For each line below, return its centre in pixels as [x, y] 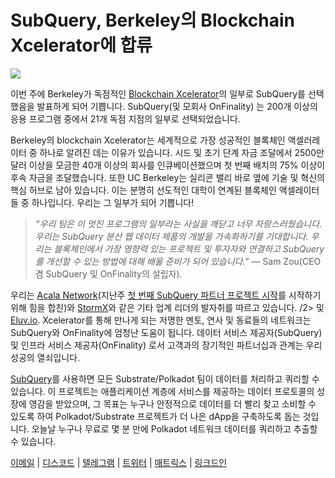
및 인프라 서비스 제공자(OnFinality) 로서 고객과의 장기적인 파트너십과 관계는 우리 [166, 345]
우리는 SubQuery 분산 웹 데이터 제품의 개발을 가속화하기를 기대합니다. [171, 236]
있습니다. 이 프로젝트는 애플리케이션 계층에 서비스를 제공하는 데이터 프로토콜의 [162, 391]
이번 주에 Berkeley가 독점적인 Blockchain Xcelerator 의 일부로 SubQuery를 [158, 93]
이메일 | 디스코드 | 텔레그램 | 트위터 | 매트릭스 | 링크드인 [119, 462]
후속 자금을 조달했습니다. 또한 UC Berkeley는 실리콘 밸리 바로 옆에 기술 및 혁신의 [167, 177]
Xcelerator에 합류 [81, 45]
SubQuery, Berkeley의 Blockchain [152, 20]
